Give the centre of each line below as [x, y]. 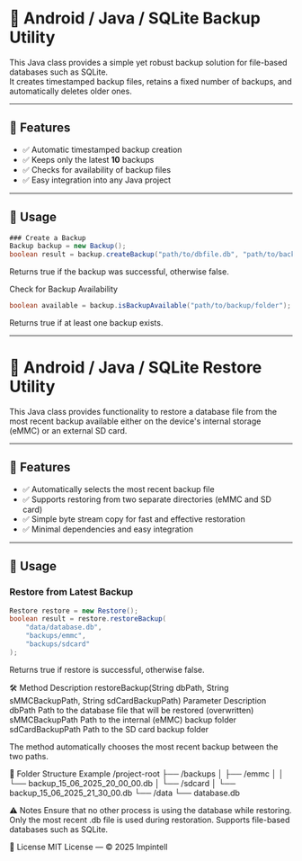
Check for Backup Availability [64, 289]
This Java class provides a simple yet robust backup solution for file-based [148, 62]
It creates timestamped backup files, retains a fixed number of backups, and [151, 81]
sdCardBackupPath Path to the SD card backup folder [109, 729]
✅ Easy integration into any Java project [97, 180]
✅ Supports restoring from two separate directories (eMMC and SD [147, 499]
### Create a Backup [48, 238]
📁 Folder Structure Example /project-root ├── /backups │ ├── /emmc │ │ [147, 774]
